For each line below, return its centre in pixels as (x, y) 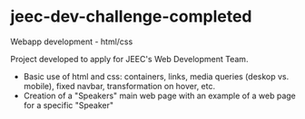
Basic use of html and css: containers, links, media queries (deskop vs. (156, 76)
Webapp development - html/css (72, 41)
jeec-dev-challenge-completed (131, 17)
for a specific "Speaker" (69, 105)
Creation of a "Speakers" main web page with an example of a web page (159, 96)
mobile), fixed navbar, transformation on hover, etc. (119, 86)
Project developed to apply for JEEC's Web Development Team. (129, 59)
